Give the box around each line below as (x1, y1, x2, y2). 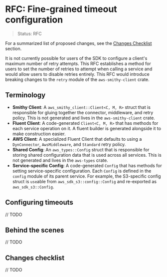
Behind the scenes (5, 226, 64, 234)
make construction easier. (12, 131, 66, 137)
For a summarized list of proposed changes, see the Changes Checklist (5, 40, 152, 46)
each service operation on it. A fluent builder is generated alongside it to (12, 125, 161, 131)
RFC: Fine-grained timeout (5, 3, 117, 15)
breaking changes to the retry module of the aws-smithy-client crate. (5, 76, 150, 82)
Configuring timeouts (5, 198, 74, 207)
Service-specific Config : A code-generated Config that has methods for (12, 162, 162, 168)
